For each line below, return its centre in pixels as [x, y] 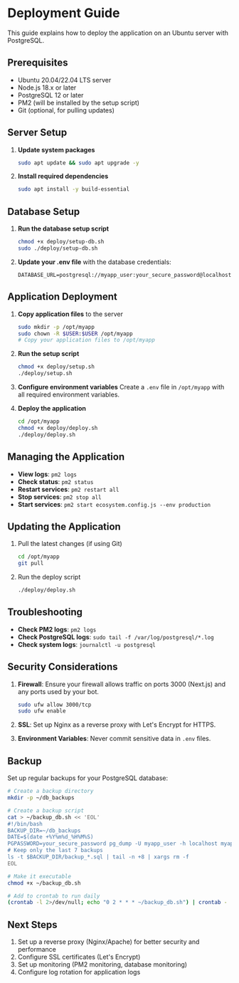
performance [37, 950]
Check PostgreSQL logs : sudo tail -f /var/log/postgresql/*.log [116, 637]
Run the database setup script [63, 228]
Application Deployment [62, 297]
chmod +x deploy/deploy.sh [58, 428]
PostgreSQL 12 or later [51, 95]
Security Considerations [63, 667]
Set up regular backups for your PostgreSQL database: [88, 778]
